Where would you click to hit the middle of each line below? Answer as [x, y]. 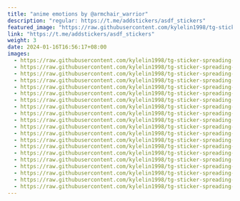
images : [19, 54]
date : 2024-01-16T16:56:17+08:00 [57, 47]
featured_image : [31, 27]
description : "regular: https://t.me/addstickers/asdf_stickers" [106, 21]
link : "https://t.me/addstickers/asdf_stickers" [81, 34]
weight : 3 [22, 41]
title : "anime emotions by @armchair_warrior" [78, 14]
